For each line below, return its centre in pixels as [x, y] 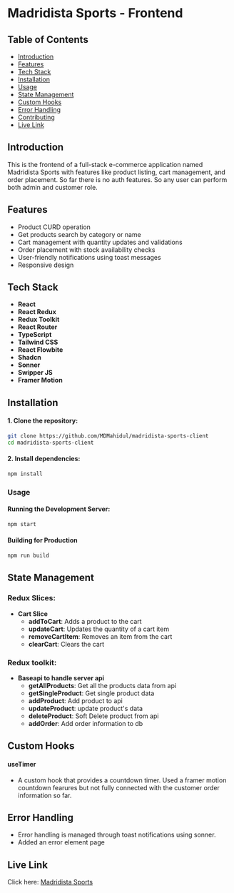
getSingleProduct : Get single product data [91, 693]
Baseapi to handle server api [61, 678]
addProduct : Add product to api [75, 700]
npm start [22, 524]
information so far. [45, 795]
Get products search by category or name [79, 234]
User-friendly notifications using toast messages [90, 257]
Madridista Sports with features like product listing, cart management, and [117, 172]
